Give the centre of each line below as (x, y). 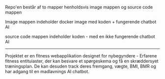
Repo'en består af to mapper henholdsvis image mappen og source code (79, 7)
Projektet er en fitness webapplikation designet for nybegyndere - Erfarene (81, 56)
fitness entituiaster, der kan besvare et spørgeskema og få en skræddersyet (82, 61)
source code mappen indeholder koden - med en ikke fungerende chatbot (80, 37)
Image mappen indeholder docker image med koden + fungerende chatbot (81, 22)
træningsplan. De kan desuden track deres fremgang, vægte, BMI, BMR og (81, 66)
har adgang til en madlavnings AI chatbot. (47, 71)
